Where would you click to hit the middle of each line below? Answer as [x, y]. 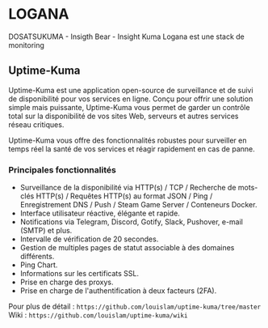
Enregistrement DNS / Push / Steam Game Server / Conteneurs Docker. [138, 205]
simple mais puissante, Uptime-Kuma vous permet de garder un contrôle [129, 107]
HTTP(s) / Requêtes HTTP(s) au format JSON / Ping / [124, 196]
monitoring [26, 45]
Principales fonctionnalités [63, 169]
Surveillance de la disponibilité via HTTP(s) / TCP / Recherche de [128, 188]
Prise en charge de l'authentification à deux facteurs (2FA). [118, 291]
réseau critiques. [36, 124]
